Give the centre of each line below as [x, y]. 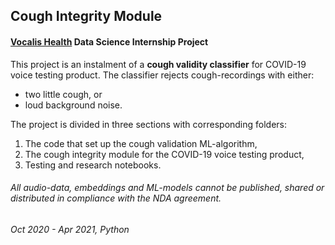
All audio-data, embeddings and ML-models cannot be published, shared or [167, 188]
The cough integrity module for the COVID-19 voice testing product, [164, 154]
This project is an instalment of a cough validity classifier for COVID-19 [158, 64]
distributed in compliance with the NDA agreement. [116, 198]
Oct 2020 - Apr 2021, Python [70, 229]
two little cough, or [63, 94]
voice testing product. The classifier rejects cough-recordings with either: [162, 75]
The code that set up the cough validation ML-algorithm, [141, 143]
